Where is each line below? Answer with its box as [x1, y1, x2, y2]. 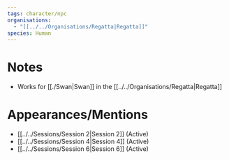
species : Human [7, 29, 52, 37]
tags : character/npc [7, 10, 68, 17]
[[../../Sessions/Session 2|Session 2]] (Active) [17, 130, 149, 138]
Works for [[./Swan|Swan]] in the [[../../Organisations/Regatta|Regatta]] [17, 83, 222, 91]
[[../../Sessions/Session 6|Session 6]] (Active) [17, 145, 149, 153]
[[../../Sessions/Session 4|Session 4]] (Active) [17, 137, 149, 146]
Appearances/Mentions [7, 107, 149, 122]
